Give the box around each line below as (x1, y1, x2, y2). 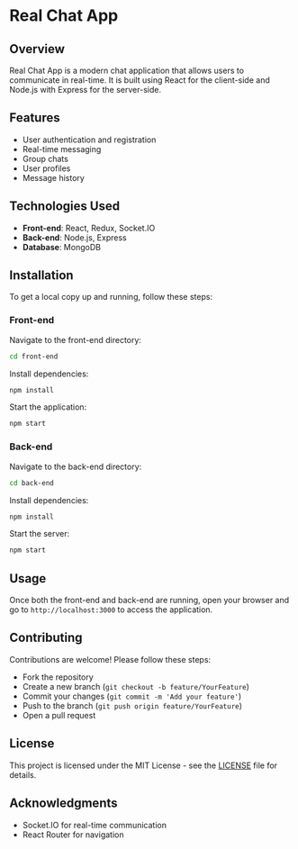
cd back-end (9, 478, 54, 487)
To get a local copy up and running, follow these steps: (9, 292, 213, 303)
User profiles (22, 163, 71, 174)
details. (9, 769, 37, 780)
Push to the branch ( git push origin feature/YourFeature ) (22, 700, 243, 711)
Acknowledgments (9, 796, 119, 811)
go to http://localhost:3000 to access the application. (9, 604, 213, 615)
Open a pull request (22, 709, 96, 720)
